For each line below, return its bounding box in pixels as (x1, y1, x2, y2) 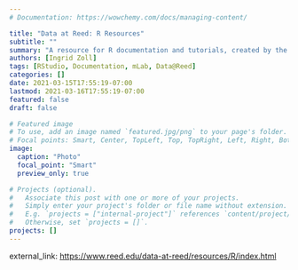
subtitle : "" (9, 37, 58, 46)
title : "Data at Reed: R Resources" (9, 28, 145, 38)
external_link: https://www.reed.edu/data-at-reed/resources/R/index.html (9, 250, 277, 261)
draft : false (9, 103, 58, 112)
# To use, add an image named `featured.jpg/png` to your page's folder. (9, 128, 288, 137)
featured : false (9, 95, 69, 104)
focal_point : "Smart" (17, 161, 98, 170)
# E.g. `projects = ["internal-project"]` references (9, 210, 220, 218)
